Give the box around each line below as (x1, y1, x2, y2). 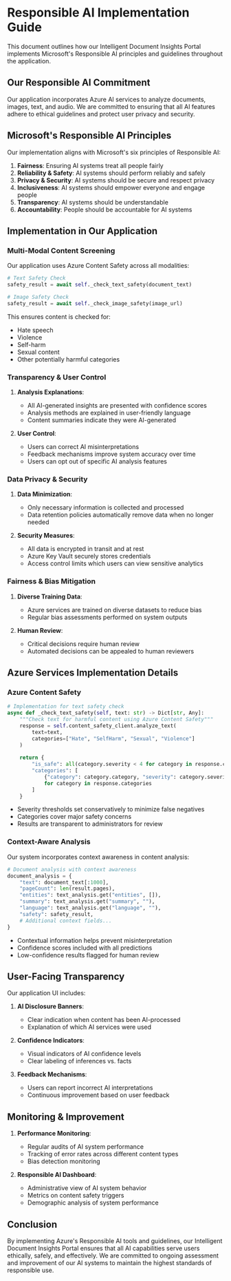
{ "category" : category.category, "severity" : (43, 773, 177, 780)
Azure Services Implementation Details (7, 667, 179, 679)
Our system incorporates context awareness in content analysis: (7, 853, 190, 861)
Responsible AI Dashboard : (16, 1171, 97, 1179)
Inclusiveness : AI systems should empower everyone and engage (16, 183, 205, 191)
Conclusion (7, 1218, 58, 1230)
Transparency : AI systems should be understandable (16, 198, 168, 206)
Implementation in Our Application (7, 225, 158, 237)
